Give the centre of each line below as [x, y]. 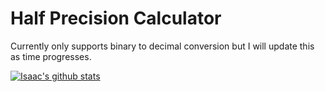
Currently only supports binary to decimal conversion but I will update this [162, 46]
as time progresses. [51, 56]
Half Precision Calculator [116, 18]
